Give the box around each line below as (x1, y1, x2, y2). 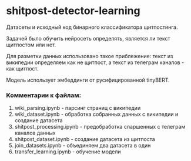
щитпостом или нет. (6, 41, 56, 48)
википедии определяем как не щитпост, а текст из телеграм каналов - (6, 59, 185, 66)
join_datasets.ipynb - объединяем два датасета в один (14, 142, 151, 149)
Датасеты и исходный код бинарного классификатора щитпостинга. (6, 24, 178, 31)
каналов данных (14, 129, 56, 136)
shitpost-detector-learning (6, 4, 140, 18)
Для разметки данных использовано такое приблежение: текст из (6, 52, 173, 59)
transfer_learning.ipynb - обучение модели (14, 148, 122, 155)
